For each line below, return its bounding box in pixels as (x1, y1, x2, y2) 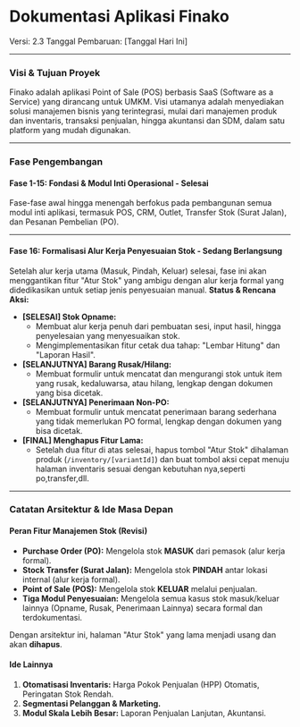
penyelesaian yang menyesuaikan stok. (35, 330, 180, 341)
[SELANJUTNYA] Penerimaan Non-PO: (21, 396, 170, 408)
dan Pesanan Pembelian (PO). (9, 216, 120, 227)
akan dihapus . (9, 638, 62, 649)
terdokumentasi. (21, 612, 83, 622)
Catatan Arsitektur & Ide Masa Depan (9, 503, 174, 516)
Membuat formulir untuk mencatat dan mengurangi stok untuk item (35, 368, 283, 379)
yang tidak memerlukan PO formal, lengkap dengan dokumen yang (35, 416, 282, 427)
